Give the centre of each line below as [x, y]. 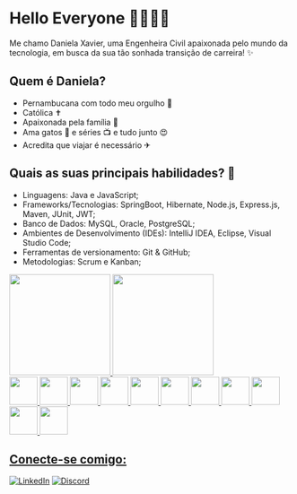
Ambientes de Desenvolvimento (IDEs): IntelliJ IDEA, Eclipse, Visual [147, 233]
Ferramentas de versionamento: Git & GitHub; [106, 252]
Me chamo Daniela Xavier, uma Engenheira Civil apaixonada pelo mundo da [149, 43]
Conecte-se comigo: [68, 459]
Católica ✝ [42, 112]
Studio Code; [47, 242]
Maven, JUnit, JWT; [59, 213]
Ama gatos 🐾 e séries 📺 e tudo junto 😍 [95, 132]
